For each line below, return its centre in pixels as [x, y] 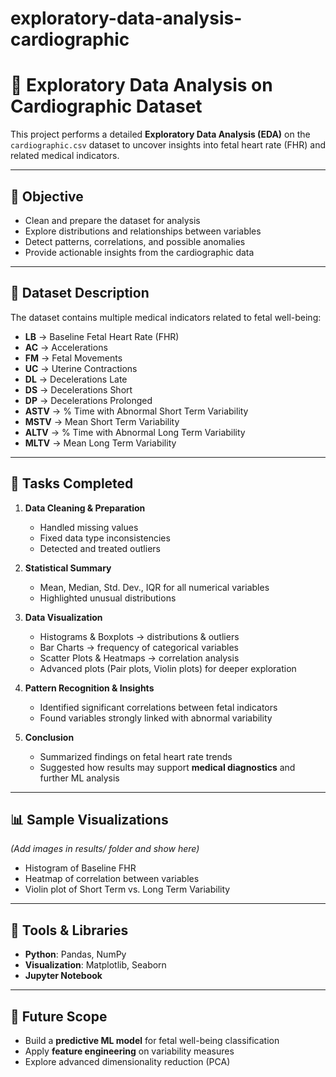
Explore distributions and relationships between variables [143, 231]
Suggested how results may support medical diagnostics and [167, 767]
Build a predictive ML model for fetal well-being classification [152, 1040]
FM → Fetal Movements [73, 358]
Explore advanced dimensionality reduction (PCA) [127, 1061]
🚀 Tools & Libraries [69, 930]
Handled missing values [89, 527]
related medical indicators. [65, 156]
